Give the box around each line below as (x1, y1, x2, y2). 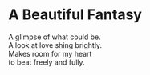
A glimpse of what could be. (8, 32, 102, 41)
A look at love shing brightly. (8, 40, 103, 49)
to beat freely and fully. (8, 57, 86, 67)
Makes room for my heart (8, 49, 92, 58)
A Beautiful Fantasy (8, 6, 143, 24)
